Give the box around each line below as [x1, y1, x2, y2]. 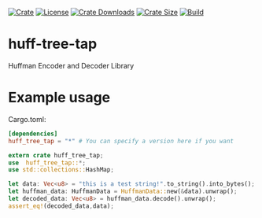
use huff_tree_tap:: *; [8, 158, 87, 167]
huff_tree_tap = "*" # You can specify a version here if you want [8, 137, 234, 145]
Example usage [8, 89, 111, 106]
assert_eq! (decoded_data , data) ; [8, 201, 114, 210]
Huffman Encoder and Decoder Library [8, 61, 135, 70]
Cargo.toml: [8, 114, 46, 124]
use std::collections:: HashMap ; [8, 166, 114, 174]
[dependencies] [8, 130, 58, 138]
